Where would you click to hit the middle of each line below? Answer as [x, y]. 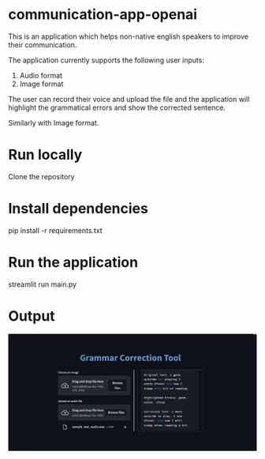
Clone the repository [41, 176]
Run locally [45, 155]
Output [32, 316]
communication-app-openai [103, 15]
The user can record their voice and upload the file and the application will [129, 99]
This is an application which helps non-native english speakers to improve [128, 36]
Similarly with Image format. [54, 122]
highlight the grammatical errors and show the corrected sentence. [117, 107]
